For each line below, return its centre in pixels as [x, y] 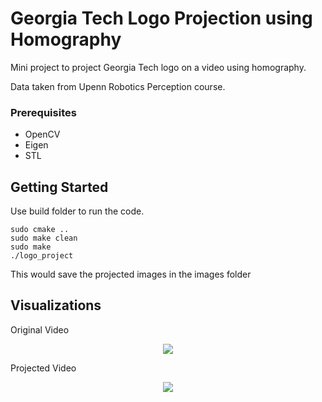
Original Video [40, 329]
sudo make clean [44, 238]
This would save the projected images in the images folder [131, 274]
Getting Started [59, 187]
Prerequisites [43, 112]
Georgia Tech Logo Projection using [161, 18]
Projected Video [43, 368]
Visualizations [56, 305]
